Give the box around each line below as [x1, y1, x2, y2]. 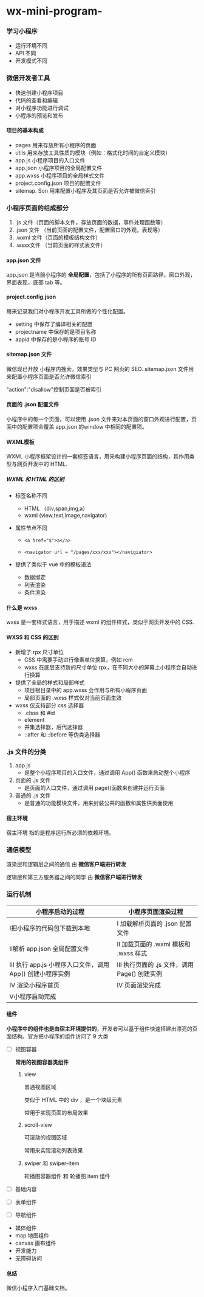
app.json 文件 [6, 257, 41, 264]
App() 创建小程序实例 [9, 969, 70, 978]
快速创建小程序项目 [15, 89, 64, 96]
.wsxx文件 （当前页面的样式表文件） [15, 241, 106, 249]
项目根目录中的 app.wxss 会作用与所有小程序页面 [24, 686, 148, 694]
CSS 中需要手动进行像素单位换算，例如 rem [24, 655, 134, 663]
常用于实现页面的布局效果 [24, 1109, 89, 1116]
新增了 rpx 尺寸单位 [15, 648, 64, 655]
